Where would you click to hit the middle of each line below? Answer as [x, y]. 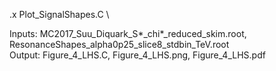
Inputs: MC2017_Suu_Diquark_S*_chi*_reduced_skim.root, [128, 33]
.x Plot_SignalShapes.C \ [59, 14]
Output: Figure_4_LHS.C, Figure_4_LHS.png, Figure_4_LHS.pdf [137, 55]
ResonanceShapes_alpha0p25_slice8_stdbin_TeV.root [119, 44]
